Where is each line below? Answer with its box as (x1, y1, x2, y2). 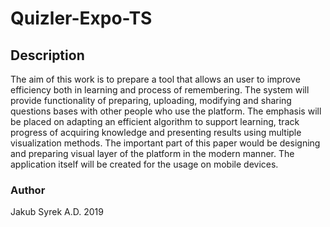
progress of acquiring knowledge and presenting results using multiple (10, 127, 302, 138)
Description (10, 47, 85, 64)
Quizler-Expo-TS (10, 7, 153, 30)
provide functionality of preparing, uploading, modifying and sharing (10, 95, 292, 106)
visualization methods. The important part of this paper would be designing (10, 137, 321, 149)
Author (10, 183, 46, 197)
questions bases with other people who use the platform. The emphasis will (10, 105, 322, 117)
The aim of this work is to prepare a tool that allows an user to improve (10, 73, 301, 85)
